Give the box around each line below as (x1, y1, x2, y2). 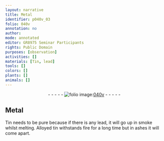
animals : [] (5, 78, 30, 83)
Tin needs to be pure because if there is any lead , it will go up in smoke (5, 119, 152, 125)
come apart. (5, 130, 31, 136)
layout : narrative (5, 7, 44, 13)
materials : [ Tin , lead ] (5, 59, 55, 64)
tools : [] (5, 63, 26, 68)
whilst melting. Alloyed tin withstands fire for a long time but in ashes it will (5, 124, 159, 131)
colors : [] (5, 68, 28, 74)
